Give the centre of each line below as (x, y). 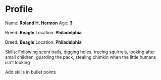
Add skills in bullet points (30, 72)
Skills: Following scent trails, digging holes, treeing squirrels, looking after (80, 52)
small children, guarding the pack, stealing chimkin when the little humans (80, 57)
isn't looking (18, 62)
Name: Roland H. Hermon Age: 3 (39, 23)
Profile (19, 9)
